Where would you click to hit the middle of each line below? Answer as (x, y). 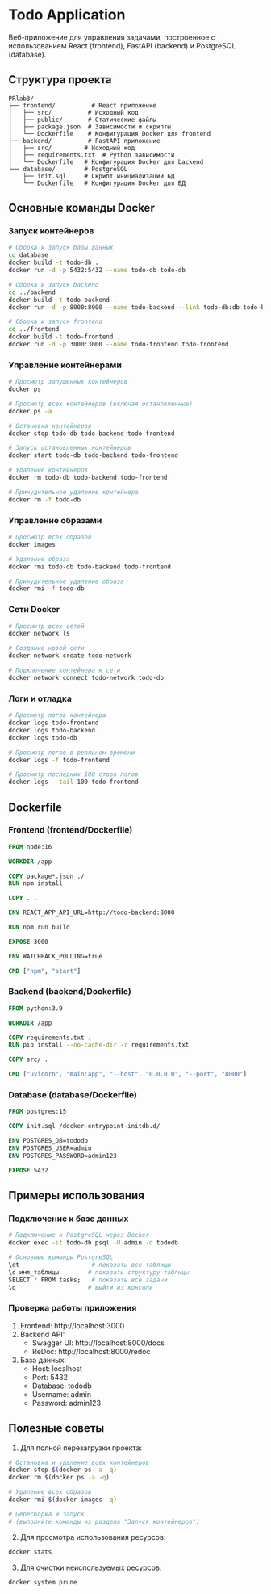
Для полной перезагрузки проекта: (81, 1448)
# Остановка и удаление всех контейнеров (79, 1462)
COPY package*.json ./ (46, 876)
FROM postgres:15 (38, 1112)
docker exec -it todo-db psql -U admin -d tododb (94, 1243)
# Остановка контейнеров (50, 426)
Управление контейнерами (65, 365)
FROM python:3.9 (35, 1008)
